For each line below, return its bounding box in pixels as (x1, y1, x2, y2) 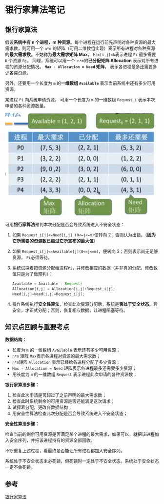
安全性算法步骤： (5, 421, 40, 427)
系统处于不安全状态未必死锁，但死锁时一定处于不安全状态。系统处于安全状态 (5, 458, 159, 464)
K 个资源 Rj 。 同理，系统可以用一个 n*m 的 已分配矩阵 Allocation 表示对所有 (5, 58, 155, 63)
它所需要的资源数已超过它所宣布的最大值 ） (12, 238, 98, 244)
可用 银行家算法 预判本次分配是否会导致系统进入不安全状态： (5, 222, 125, 227)
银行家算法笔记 (5, 4, 65, 16)
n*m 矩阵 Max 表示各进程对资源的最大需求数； (12, 353, 101, 359)
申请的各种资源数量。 (5, 103, 48, 108)
